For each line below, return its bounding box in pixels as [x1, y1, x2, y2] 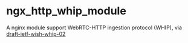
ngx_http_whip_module [6, 4, 127, 18]
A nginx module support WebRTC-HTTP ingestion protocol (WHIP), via [6, 24, 183, 31]
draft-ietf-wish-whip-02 [6, 30, 66, 37]
